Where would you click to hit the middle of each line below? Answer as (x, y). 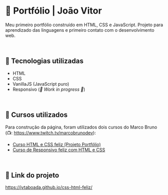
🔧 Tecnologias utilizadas (44, 61)
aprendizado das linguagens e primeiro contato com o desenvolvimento (80, 30)
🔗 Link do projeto (32, 175)
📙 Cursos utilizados (37, 115)
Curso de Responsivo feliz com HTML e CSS (59, 150)
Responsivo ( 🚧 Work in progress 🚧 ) (49, 89)
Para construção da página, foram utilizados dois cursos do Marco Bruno (81, 127)
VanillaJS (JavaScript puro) (41, 84)
